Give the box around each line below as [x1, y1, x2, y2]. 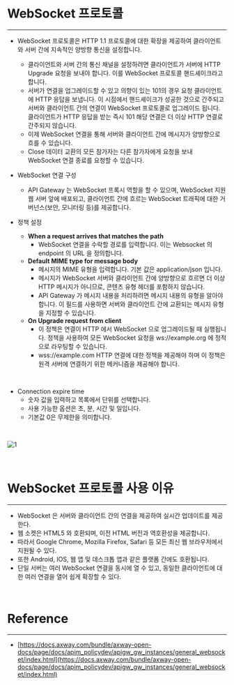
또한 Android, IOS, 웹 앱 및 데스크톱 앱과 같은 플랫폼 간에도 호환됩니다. [17, 555, 210, 563]
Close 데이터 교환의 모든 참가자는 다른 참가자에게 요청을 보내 [27, 147, 193, 156]
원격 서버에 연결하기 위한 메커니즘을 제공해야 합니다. [38, 359, 180, 368]
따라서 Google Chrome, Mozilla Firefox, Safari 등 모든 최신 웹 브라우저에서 [17, 537, 223, 545]
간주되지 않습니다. [27, 121, 77, 129]
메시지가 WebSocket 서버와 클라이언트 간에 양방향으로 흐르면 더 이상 [38, 273, 226, 282]
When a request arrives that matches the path [27, 232, 164, 240]
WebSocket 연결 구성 [17, 171, 77, 179]
